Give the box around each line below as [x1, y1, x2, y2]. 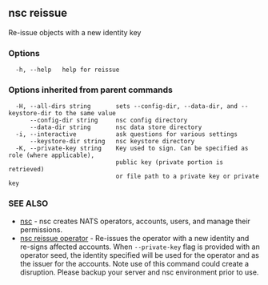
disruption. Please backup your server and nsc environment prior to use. [19, 267, 259, 277]
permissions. [19, 224, 62, 235]
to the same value [54, 110, 116, 118]
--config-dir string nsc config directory [29, 116, 188, 125]
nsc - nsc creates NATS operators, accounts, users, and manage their [19, 216, 250, 226]
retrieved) [8, 166, 45, 174]
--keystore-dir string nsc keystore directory [29, 138, 195, 146]
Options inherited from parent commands [8, 84, 174, 95]
